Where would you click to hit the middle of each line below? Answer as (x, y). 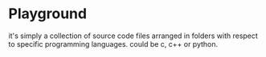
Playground (47, 14)
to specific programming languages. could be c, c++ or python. (113, 44)
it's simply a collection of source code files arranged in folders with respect (133, 36)
